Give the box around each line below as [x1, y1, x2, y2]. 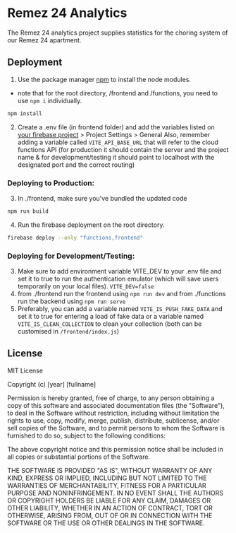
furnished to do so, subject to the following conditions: [7, 431, 166, 440]
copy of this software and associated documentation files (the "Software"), [7, 401, 225, 409]
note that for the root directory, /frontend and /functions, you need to [17, 88, 218, 97]
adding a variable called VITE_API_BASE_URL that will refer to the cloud [17, 138, 218, 146]
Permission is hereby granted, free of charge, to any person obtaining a [7, 394, 215, 402]
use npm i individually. [17, 96, 82, 105]
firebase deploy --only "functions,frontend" [7, 234, 143, 241]
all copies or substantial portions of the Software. [7, 452, 150, 461]
